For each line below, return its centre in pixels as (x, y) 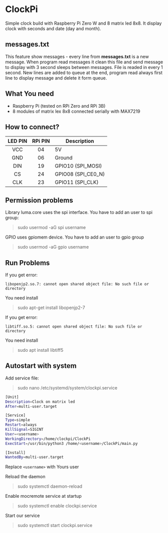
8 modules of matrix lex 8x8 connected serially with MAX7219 (76, 111)
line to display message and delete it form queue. (56, 78)
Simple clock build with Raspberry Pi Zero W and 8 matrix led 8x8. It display (83, 23)
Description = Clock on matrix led (40, 402)
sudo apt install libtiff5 (40, 350)
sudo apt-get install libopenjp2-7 (51, 308)
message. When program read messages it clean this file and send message (84, 62)
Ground (64, 158)
